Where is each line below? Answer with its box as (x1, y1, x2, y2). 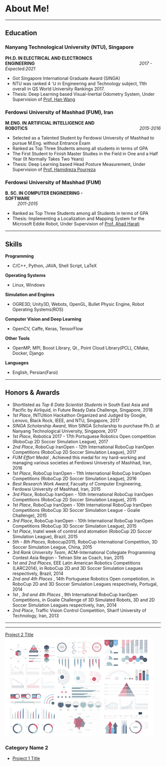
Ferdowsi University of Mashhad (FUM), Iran (5, 109, 114, 116)
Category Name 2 (5, 744, 48, 751)
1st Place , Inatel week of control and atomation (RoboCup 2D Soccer (12, 528, 152, 534)
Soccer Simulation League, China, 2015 (12, 544, 92, 550)
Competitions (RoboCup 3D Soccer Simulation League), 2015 (12, 523, 137, 529)
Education (5, 29, 38, 37)
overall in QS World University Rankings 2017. (12, 85, 105, 92)
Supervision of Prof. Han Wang (12, 96, 76, 102)
